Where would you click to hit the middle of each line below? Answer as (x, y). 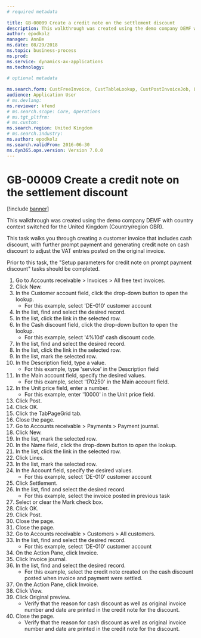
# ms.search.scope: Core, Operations (54, 112)
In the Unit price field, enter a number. (62, 388)
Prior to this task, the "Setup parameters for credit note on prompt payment (99, 262)
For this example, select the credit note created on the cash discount (109, 572)
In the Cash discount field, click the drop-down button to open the (97, 325)
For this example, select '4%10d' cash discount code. (90, 337)
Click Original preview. (43, 597)
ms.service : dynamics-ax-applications (55, 61)
